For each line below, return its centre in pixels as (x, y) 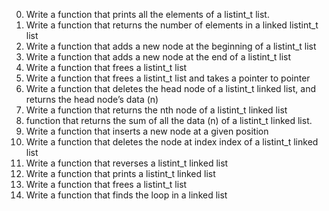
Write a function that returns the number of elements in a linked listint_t (172, 25)
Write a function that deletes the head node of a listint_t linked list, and (170, 88)
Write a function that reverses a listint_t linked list (127, 163)
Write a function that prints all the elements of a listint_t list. (147, 14)
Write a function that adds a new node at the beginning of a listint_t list (171, 46)
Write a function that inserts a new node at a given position (147, 131)
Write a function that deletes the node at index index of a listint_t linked (172, 142)
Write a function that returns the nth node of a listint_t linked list (156, 110)
